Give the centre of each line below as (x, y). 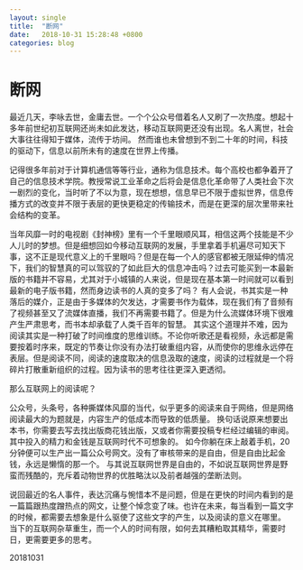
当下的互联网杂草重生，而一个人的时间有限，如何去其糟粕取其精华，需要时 (147, 529)
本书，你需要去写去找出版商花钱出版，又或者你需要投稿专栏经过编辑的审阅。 (151, 430)
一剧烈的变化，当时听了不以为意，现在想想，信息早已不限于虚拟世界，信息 (147, 193)
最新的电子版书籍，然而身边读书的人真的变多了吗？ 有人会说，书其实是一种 (149, 290)
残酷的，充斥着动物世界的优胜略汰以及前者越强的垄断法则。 (135, 475)
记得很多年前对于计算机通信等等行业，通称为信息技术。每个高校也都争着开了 (151, 170)
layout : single (38, 18)
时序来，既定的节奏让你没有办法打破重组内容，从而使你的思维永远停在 (163, 347)
